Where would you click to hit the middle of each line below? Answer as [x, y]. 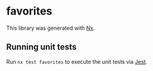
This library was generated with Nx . [50, 28]
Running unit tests [41, 47]
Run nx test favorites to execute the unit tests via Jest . [77, 61]
